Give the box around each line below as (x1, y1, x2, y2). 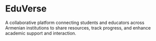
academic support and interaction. (5, 30, 77, 36)
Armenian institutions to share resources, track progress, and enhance (5, 24, 151, 30)
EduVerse (5, 3, 47, 14)
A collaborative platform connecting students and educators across (5, 19, 144, 25)
